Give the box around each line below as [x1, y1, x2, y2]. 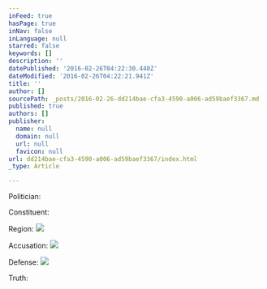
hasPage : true [8, 19, 57, 28]
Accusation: [8, 240, 49, 251]
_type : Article [8, 163, 60, 171]
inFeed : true [8, 11, 53, 20]
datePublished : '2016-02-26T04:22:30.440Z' [8, 65, 158, 73]
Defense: [8, 257, 39, 267]
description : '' [8, 57, 63, 66]
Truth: [8, 273, 28, 283]
